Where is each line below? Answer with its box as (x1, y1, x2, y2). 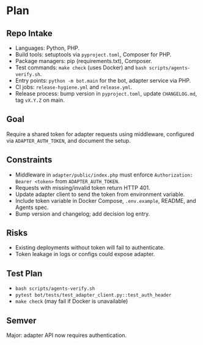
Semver (6, 315, 37, 325)
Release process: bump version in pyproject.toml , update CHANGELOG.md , (15, 90, 197, 97)
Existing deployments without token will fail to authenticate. (15, 244, 165, 251)
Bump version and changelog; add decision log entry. (15, 210, 150, 218)
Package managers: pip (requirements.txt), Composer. (15, 58, 153, 64)
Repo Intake (6, 28, 53, 39)
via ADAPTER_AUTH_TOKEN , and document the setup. (6, 137, 131, 144)
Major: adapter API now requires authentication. (6, 332, 127, 339)
